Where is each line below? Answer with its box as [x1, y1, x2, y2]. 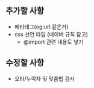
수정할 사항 [5, 58, 45, 68]
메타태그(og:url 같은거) [14, 23, 69, 30]
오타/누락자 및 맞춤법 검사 [14, 75, 75, 82]
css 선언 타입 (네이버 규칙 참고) [14, 30, 89, 38]
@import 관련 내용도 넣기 [23, 38, 84, 46]
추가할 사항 [5, 5, 45, 16]
